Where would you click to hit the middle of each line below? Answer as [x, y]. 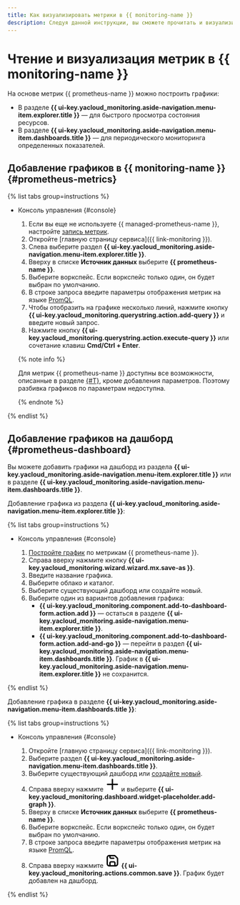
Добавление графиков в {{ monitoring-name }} [117, 168]
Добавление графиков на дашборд [90, 438]
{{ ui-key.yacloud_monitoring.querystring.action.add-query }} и [126, 315]
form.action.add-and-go [76, 644]
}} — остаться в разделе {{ [131, 614]
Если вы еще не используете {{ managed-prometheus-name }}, [124, 224]
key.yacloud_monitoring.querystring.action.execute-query [119, 338]
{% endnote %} [41, 402]
